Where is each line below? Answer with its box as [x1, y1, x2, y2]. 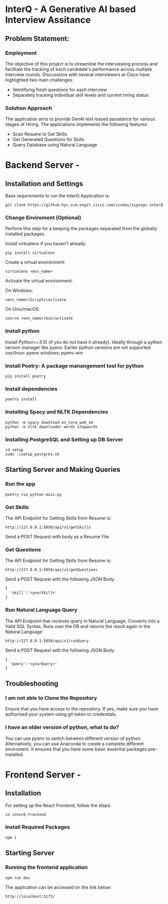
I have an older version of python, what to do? [5, 724, 119, 731]
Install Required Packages [5, 823, 70, 830]
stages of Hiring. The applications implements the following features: [5, 121, 148, 127]
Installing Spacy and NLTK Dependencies [5, 408, 108, 415]
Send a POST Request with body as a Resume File [5, 533, 109, 539]
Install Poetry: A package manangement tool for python [5, 362, 144, 369]
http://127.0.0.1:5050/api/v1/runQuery [5, 638, 89, 643]
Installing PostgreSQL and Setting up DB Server [5, 436, 123, 443]
